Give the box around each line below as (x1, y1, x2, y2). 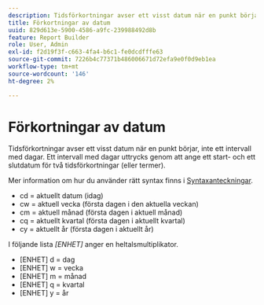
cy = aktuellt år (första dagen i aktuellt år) (19, 225, 155, 234)
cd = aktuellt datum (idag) (19, 191, 104, 200)
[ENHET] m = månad (19, 272, 86, 281)
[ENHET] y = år (19, 288, 69, 298)
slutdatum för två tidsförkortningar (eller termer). (8, 160, 167, 170)
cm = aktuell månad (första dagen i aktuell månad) (19, 208, 183, 217)
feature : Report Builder (8, 33, 90, 42)
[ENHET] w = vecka (19, 263, 84, 273)
